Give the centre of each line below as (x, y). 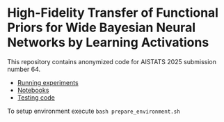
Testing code (36, 97)
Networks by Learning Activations (108, 43)
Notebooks (33, 90)
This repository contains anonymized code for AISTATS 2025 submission (112, 61)
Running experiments (48, 82)
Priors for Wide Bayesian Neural (102, 28)
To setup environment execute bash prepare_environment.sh (94, 111)
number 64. (24, 69)
